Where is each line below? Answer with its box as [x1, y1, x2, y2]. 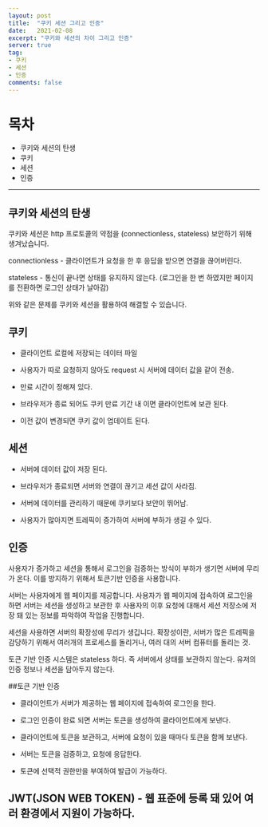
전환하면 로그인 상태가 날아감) [16, 283, 109, 292]
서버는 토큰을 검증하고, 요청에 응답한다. [19, 749, 142, 758]
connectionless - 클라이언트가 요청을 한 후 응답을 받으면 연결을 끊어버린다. [8, 256, 242, 266]
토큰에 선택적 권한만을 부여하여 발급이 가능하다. [19, 766, 167, 775]
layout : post [8, 11, 52, 20]
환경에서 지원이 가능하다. [20, 807, 136, 821]
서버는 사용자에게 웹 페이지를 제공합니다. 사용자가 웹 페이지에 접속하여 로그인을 [8, 590, 254, 599]
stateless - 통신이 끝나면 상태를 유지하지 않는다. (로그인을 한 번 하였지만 [8, 273, 233, 283]
